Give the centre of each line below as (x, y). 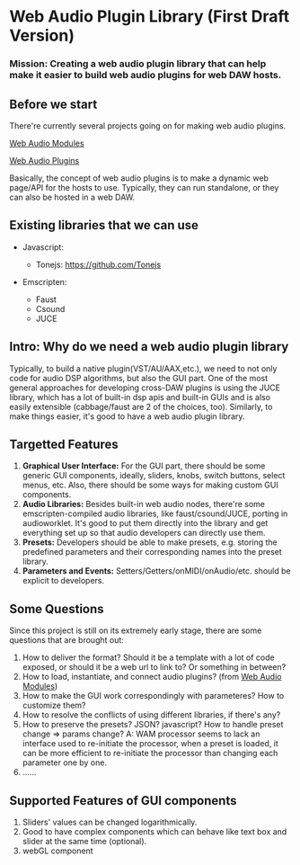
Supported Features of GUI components (123, 801)
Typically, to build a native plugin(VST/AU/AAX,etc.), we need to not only (143, 368)
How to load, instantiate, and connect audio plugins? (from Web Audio (152, 677)
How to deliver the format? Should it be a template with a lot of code (149, 657)
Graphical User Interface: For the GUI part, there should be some (144, 466)
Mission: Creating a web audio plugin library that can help (138, 64)
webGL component (57, 851)
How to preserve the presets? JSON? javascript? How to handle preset (153, 725)
